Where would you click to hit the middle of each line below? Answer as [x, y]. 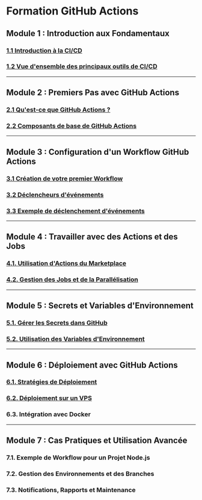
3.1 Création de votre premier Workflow [65, 178]
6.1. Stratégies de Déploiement [52, 382]
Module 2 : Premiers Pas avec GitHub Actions [93, 92]
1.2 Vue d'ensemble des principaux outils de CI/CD [82, 66]
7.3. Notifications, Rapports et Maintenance [71, 490]
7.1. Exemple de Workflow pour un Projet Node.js [78, 458]
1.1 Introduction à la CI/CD [44, 51]
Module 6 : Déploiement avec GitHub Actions [92, 365]
